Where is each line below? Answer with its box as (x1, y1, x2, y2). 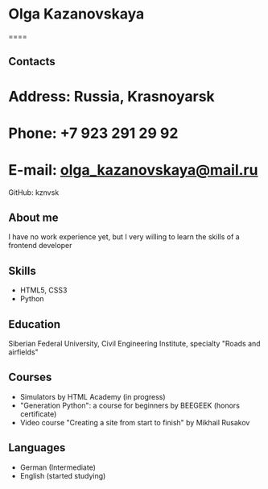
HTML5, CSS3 (19, 285, 68, 295)
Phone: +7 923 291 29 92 (8, 124, 179, 142)
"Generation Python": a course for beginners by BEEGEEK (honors (19, 400, 240, 410)
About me (8, 211, 59, 225)
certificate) (19, 408, 57, 419)
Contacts (8, 55, 56, 68)
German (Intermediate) (19, 462, 97, 472)
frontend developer (8, 241, 72, 251)
